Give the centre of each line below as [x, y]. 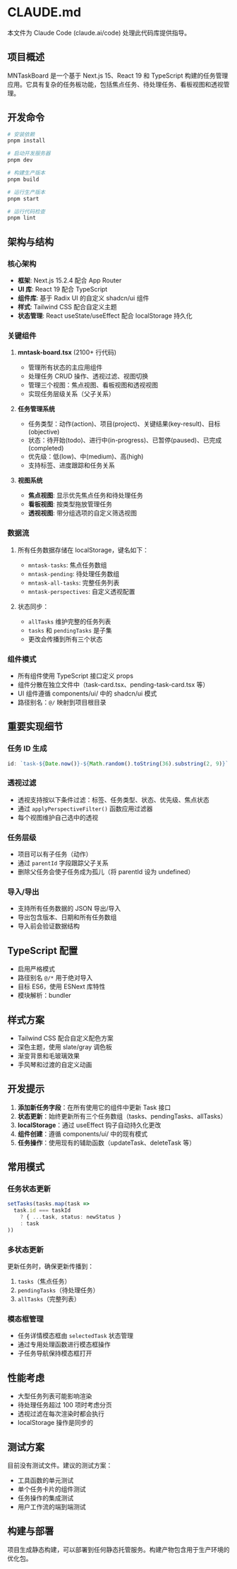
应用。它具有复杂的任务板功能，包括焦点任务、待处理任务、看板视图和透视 [115, 84]
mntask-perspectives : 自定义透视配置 [81, 591]
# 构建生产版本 [26, 173]
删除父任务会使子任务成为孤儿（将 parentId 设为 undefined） [106, 872]
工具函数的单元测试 [45, 1481]
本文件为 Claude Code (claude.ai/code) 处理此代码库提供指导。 [99, 32]
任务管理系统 [36, 409]
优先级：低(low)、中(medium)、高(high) [86, 457]
